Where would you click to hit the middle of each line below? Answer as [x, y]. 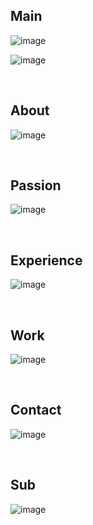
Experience [46, 260]
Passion [36, 185]
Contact [36, 410]
